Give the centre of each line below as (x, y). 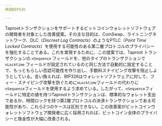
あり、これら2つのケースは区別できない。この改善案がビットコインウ (87, 106)
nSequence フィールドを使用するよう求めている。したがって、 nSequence (75, 88)
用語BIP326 (15, 9)
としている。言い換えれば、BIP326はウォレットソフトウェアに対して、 (80, 76)
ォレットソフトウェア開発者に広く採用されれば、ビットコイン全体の (73, 112)
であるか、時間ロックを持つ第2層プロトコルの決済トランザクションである (78, 100)
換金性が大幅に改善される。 (45, 118)
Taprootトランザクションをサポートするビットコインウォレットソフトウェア (81, 28)
